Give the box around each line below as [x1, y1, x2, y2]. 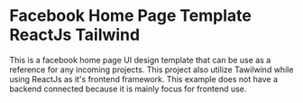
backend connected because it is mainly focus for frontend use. [9, 83, 247, 94]
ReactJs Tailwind [9, 24, 141, 45]
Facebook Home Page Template [9, 5, 252, 26]
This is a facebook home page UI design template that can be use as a [9, 54, 271, 65]
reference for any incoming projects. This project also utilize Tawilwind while [9, 64, 294, 75]
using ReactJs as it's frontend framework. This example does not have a [9, 73, 278, 84]
